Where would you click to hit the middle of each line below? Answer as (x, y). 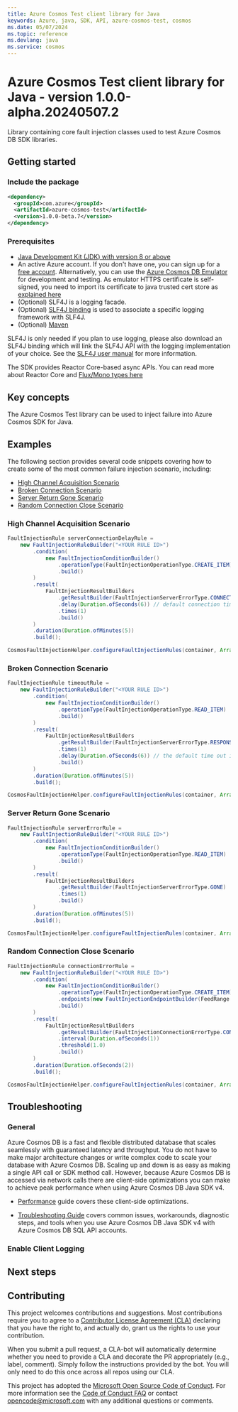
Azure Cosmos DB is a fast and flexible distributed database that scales (112, 1142)
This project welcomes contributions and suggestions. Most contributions (115, 1313)
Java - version (50, 97)
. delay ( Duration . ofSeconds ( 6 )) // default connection (139, 604)
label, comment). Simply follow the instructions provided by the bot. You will (118, 1364)
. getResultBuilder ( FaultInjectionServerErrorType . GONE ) (142, 887)
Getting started (42, 162)
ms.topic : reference (38, 34)
